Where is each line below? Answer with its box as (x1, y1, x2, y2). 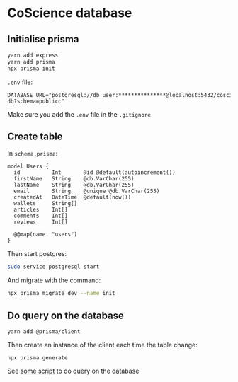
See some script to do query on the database (7, 366, 140, 375)
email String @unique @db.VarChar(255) (13, 187, 160, 195)
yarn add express (7, 52, 59, 59)
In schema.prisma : (7, 149, 58, 158)
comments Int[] (13, 212, 69, 220)
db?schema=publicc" (7, 98, 65, 105)
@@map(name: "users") (13, 231, 78, 238)
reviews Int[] (13, 219, 69, 226)
